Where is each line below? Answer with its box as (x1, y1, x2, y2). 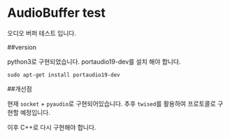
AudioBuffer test (7, 5, 106, 21)
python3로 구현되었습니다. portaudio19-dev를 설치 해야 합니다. (7, 57, 181, 66)
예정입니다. (20, 108, 51, 116)
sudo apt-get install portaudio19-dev (7, 71, 120, 78)
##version (7, 43, 37, 51)
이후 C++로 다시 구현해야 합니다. (7, 123, 96, 131)
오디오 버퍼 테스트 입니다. (7, 29, 77, 37)
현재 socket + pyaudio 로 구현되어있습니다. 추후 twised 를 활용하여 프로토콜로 (7, 99, 217, 108)
